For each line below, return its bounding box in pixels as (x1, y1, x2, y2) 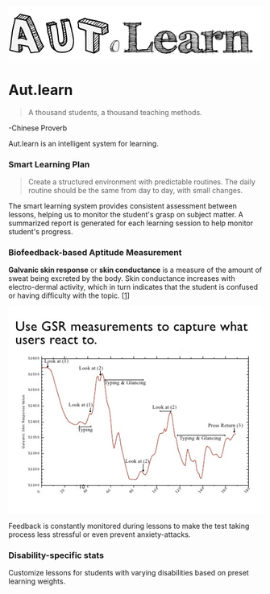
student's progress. (8, 227, 73, 237)
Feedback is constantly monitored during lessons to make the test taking (8, 522, 250, 531)
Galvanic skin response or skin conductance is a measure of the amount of (8, 265, 263, 275)
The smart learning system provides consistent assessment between (8, 201, 238, 211)
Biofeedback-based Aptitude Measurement (8, 247, 183, 258)
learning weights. (8, 576, 66, 586)
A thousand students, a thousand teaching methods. (27, 107, 203, 117)
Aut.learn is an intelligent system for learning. (8, 138, 159, 148)
